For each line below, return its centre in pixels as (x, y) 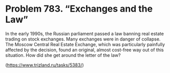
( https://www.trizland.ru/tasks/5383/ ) (45, 65)
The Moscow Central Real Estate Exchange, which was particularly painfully (85, 44)
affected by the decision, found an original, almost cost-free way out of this (85, 50)
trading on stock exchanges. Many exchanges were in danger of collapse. (83, 39)
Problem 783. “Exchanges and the (79, 9)
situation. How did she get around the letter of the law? (63, 55)
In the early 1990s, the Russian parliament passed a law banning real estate (85, 33)
